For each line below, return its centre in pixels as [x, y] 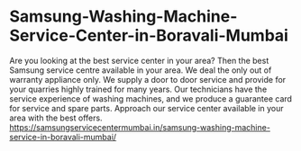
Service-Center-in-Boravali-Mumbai [149, 36]
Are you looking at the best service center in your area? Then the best [139, 60]
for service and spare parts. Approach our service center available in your [146, 108]
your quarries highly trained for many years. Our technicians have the [138, 89]
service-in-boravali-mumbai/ [63, 137]
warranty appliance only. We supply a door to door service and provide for [148, 79]
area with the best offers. [56, 118]
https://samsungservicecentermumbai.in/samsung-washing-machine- [140, 127]
